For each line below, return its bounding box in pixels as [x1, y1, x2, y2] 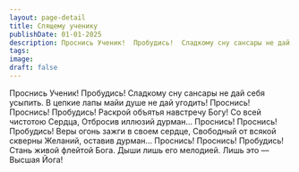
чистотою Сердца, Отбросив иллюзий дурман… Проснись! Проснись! [9, 116, 278, 126]
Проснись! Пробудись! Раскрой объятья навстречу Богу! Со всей [9, 107, 262, 117]
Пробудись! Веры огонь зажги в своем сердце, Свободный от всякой [9, 125, 277, 136]
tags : [9, 47, 30, 56]
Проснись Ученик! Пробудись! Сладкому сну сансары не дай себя [9, 87, 266, 99]
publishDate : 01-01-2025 [9, 30, 102, 39]
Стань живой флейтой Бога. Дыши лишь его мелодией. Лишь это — [9, 144, 269, 155]
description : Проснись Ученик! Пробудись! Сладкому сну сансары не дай [9, 38, 291, 47]
